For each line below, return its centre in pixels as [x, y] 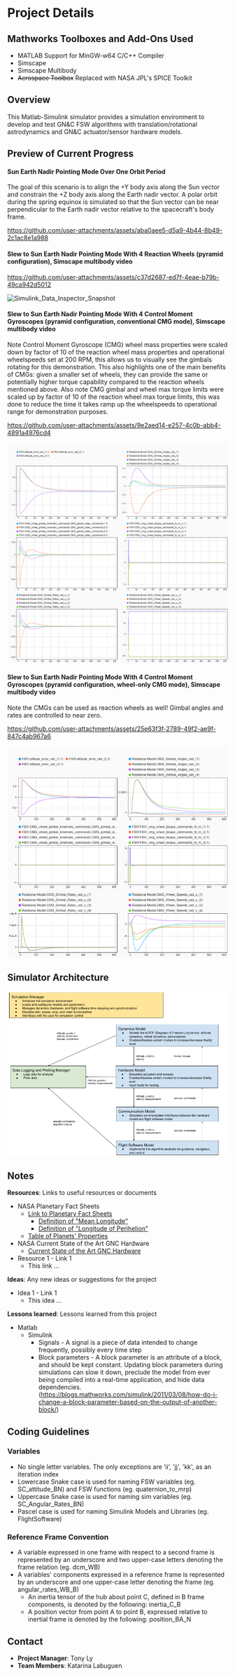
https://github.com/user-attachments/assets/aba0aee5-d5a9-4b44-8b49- [115, 231]
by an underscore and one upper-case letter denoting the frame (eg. [116, 1582]
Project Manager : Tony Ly [55, 1658]
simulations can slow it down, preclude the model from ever [124, 1372]
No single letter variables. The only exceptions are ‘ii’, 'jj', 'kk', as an [114, 1467]
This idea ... [44, 1301]
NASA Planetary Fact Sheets [58, 1206]
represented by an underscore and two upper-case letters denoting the [120, 1560]
